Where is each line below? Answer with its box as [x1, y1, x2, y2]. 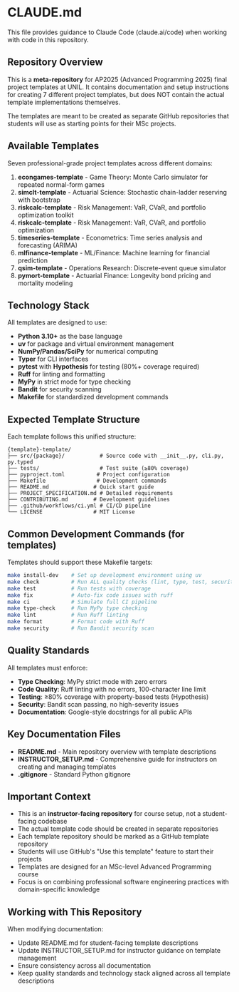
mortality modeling [17, 279, 73, 287]
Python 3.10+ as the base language [17, 332, 123, 341]
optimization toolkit [17, 210, 74, 219]
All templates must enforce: [7, 663, 88, 672]
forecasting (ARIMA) [17, 240, 78, 250]
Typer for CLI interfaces [17, 354, 89, 364]
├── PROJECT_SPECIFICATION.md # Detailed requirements [7, 490, 174, 497]
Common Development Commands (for [7, 528, 185, 540]
